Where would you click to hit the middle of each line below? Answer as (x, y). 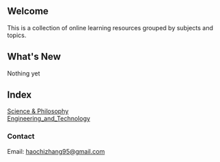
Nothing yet (24, 73)
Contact (21, 137)
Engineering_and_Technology (49, 119)
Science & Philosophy (38, 111)
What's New (34, 57)
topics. (17, 35)
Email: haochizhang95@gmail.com (56, 151)
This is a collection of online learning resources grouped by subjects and (110, 27)
